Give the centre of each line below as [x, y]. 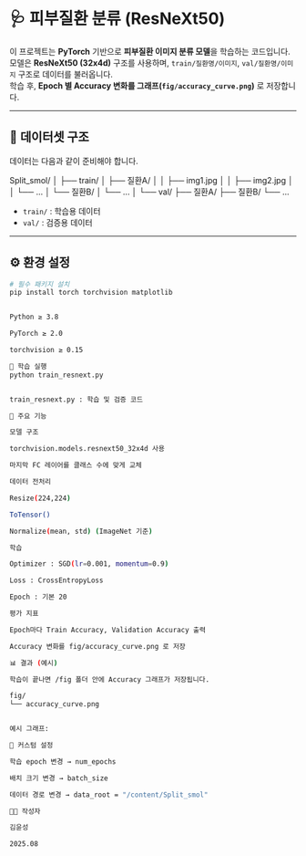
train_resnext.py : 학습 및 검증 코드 [76, 399]
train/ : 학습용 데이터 [61, 211]
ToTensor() [30, 515]
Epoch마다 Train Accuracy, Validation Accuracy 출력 [108, 630]
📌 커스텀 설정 [31, 746]
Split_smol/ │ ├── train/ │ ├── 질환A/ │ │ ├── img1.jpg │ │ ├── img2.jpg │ [152, 180]
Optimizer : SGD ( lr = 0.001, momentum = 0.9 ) [89, 564]
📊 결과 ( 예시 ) [34, 663]
